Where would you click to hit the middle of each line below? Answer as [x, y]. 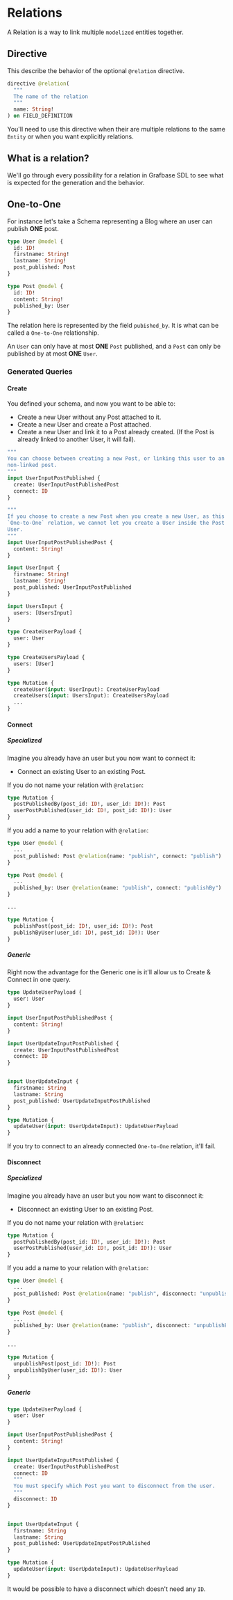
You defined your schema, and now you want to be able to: [91, 404]
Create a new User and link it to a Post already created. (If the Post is [116, 432]
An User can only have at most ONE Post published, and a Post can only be [114, 347]
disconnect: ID [35, 1499]
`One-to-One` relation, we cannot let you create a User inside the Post [116, 523]
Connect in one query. [39, 980]
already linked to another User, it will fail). [76, 439]
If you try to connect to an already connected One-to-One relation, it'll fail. [112, 1146]
